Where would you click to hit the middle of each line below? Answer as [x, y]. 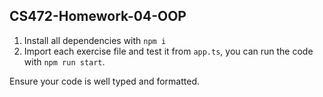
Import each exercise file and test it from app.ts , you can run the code [168, 51]
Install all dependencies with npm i [95, 40]
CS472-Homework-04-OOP [98, 16]
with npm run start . [64, 61]
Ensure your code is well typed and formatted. [105, 81]
